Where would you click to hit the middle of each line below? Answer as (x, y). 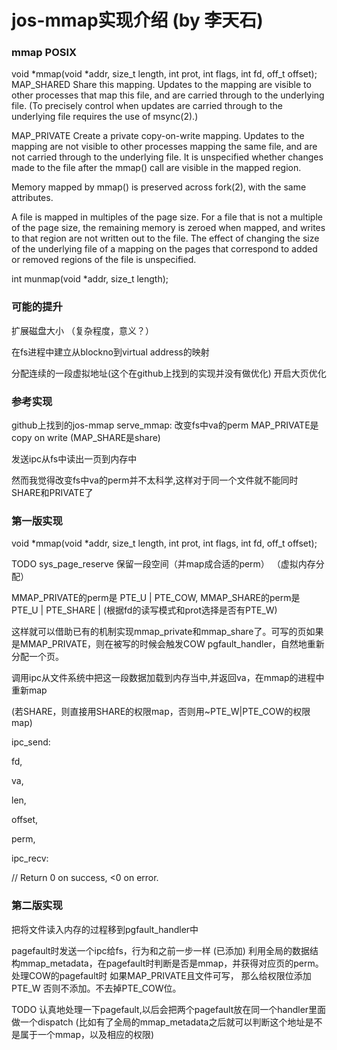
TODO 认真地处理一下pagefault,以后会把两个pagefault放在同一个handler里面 (169, 1009)
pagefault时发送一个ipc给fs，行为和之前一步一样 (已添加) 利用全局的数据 (160, 950)
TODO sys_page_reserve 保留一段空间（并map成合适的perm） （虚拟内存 (163, 564)
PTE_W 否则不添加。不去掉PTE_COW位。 (96, 988)
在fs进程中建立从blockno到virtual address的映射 (110, 352)
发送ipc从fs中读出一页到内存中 (74, 459)
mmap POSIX (44, 53)
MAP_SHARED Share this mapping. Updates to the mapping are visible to (161, 85)
